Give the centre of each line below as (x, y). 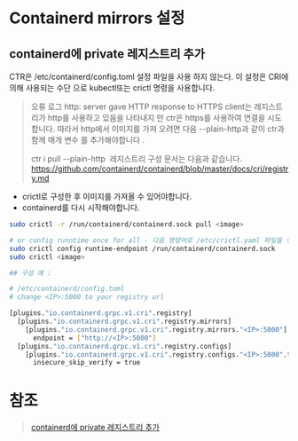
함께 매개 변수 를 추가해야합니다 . (87, 140)
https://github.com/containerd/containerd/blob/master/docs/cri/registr (160, 169)
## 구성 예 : (30, 273)
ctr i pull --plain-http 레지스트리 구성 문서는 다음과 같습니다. (136, 159)
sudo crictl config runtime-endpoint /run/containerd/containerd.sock (142, 248)
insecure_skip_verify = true (86, 363)
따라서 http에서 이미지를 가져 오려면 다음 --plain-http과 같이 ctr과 (171, 129)
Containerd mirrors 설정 (97, 18)
